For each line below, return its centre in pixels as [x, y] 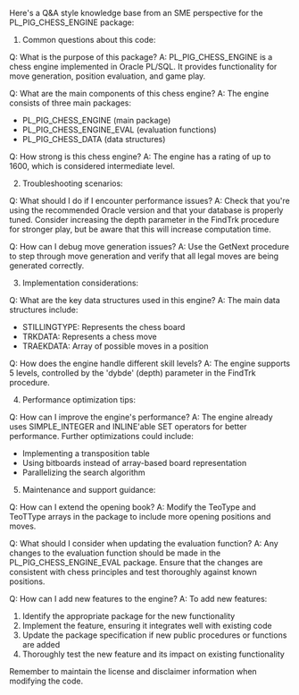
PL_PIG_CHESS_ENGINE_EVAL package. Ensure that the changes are [136, 562]
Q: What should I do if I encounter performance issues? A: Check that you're [149, 201]
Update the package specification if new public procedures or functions [154, 635]
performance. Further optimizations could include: [102, 436]
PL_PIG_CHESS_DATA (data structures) [94, 139]
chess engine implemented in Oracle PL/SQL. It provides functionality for [143, 67]
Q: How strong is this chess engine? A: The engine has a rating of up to [140, 157]
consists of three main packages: [71, 103]
